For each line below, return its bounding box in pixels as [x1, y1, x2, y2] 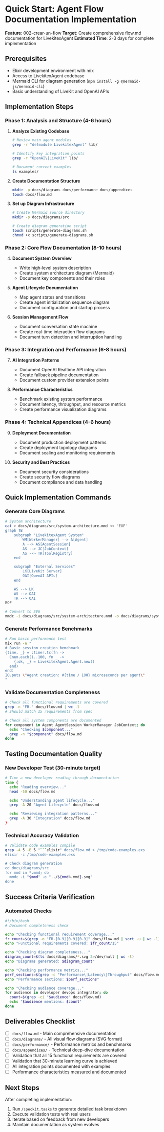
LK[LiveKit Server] [22, 569, 62, 574]
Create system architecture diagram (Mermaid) [19, 270, 114, 276]
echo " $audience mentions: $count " [9, 999, 82, 1004]
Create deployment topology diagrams [19, 444, 97, 451]
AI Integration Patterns [12, 357, 60, 363]
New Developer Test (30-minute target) [5, 764, 101, 771]
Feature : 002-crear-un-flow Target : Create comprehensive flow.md [5, 30, 142, 36]
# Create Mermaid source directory [12, 210, 85, 215]
